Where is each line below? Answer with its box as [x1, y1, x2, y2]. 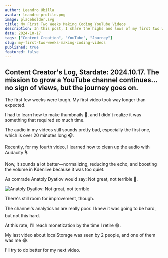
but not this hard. [5, 213, 40, 219]
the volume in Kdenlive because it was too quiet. [5, 166, 105, 173]
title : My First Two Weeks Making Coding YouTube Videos [5, 21, 126, 27]
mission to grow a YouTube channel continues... [5, 76, 158, 84]
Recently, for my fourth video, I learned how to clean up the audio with [5, 144, 150, 150]
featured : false [5, 49, 39, 54]
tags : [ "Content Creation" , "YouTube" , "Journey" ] [5, 36, 113, 41]
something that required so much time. [5, 117, 85, 123]
